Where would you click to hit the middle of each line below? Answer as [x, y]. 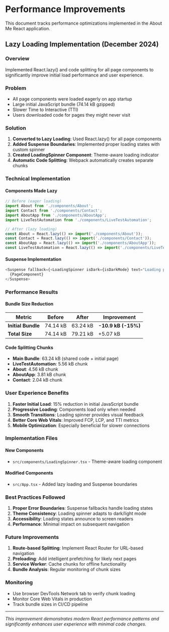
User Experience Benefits [37, 393]
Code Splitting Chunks [29, 347]
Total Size [20, 334]
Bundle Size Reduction [29, 304]
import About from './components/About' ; [49, 206]
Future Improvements [32, 537]
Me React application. [28, 28]
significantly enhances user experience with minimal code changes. [76, 624]
